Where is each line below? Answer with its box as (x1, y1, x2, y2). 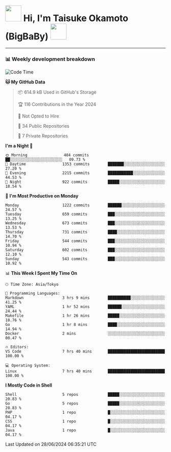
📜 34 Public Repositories (17, 123, 70, 129)
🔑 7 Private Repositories (17, 133, 68, 139)
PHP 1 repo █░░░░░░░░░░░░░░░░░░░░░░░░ (5, 410, 165, 415)
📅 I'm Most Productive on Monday (5, 193, 79, 199)
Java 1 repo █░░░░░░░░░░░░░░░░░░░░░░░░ (5, 428, 165, 433)
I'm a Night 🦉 (5, 143, 33, 149)
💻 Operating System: (5, 363, 51, 368)
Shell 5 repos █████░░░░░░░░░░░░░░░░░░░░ (5, 392, 165, 397)
